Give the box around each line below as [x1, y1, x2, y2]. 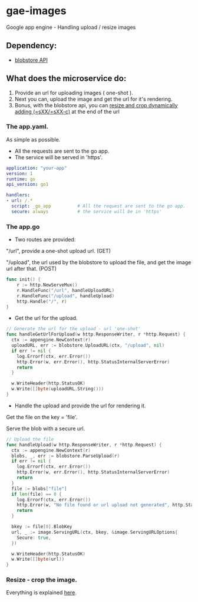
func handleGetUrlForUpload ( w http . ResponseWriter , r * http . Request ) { [6, 331, 186, 337]
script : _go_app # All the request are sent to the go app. [11, 203, 186, 209]
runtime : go [6, 176, 35, 182]
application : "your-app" [6, 165, 67, 171]
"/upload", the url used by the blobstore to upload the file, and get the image [6, 259, 192, 266]
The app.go [6, 222, 40, 231]
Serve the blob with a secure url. [6, 425, 85, 432]
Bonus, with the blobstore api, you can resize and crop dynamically [14, 101, 178, 108]
